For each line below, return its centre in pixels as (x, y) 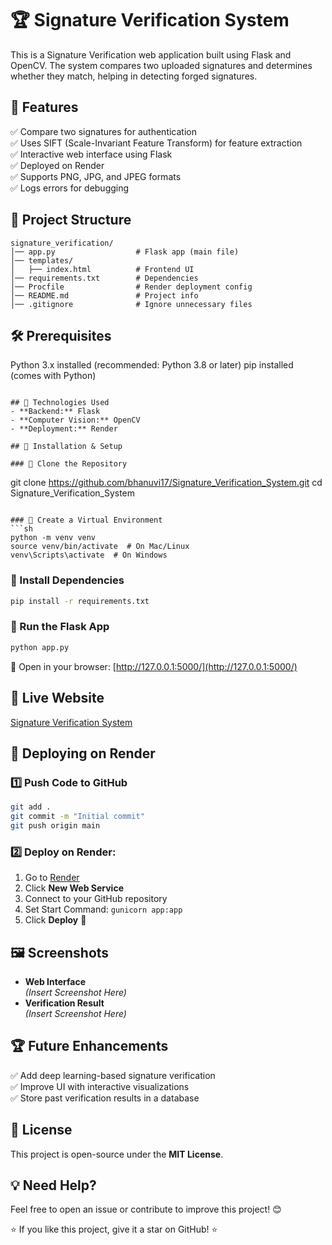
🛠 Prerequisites (61, 335)
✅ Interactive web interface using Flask (91, 154)
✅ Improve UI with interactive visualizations (100, 1086)
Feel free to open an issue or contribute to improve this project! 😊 (146, 1209)
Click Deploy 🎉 (55, 920)
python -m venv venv (53, 538)
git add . (31, 807)
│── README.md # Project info (104, 295)
